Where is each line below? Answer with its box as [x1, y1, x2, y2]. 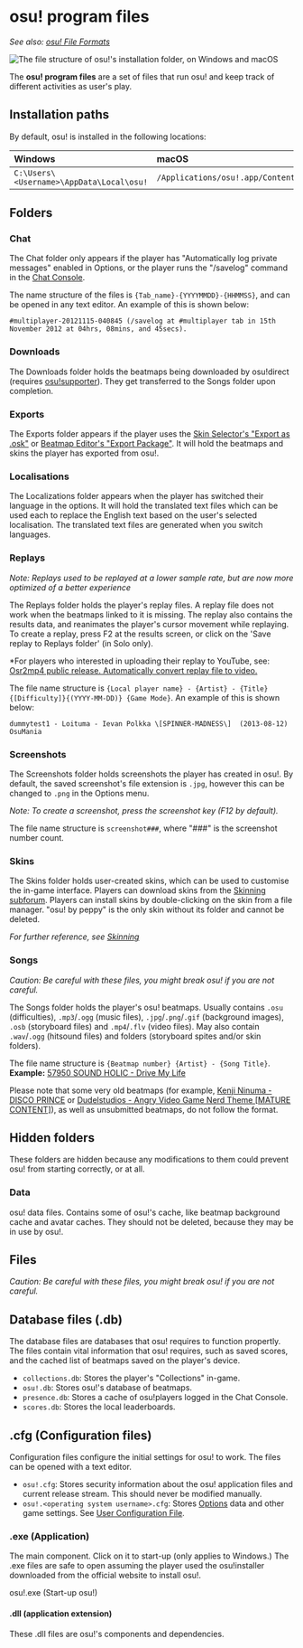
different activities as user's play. [9, 80, 133, 91]
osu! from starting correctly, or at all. [9, 1163, 145, 1174]
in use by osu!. [9, 1226, 64, 1237]
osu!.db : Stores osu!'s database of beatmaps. [22, 1382, 192, 1393]
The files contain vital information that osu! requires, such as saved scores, [9, 1345, 289, 1357]
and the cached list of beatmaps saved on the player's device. [9, 1355, 241, 1366]
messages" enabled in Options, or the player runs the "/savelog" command [9, 262, 289, 273]
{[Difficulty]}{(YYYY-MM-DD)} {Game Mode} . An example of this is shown [9, 692, 280, 702]
